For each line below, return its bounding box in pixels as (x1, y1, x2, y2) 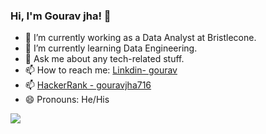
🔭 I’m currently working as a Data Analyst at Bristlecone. (24, 32, 257, 44)
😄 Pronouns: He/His (24, 94, 110, 106)
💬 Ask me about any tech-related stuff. (24, 53, 185, 65)
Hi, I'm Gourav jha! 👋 (10, 9, 112, 23)
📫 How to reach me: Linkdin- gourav (24, 64, 178, 76)
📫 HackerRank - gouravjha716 (24, 79, 152, 91)
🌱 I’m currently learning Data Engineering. (24, 42, 198, 54)
